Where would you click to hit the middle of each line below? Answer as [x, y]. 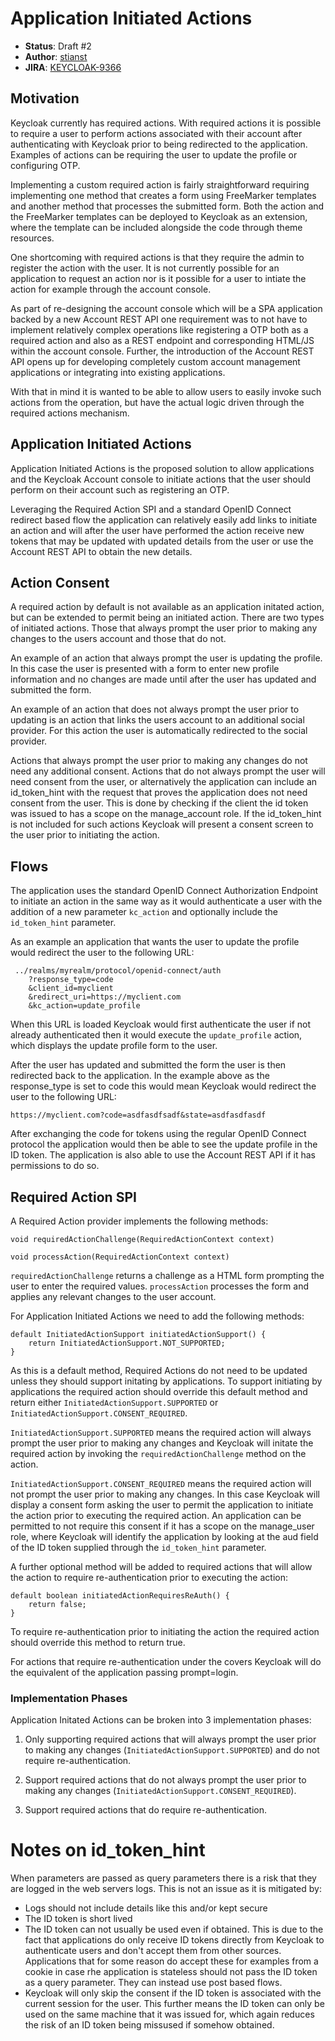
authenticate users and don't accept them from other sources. [153, 1951]
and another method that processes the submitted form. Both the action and [167, 206]
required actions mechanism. [70, 413]
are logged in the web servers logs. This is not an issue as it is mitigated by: [166, 1889]
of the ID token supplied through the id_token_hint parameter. [138, 1547]
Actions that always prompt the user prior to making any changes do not [159, 761]
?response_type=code [71, 980]
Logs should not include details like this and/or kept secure [146, 1908]
